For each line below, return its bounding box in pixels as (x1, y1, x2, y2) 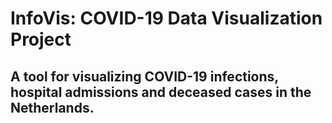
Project (10, 28, 72, 51)
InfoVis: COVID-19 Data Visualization (10, 7, 323, 30)
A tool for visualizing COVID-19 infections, (10, 68, 279, 85)
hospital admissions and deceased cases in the (10, 83, 312, 101)
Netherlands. (10, 99, 95, 116)
